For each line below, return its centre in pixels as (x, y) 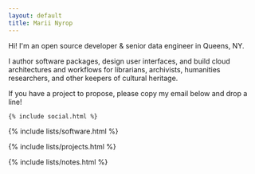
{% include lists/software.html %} (63, 131)
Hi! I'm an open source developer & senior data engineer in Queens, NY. (126, 45)
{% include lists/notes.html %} (58, 162)
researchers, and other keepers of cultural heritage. (93, 78)
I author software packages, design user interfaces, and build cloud (120, 61)
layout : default (35, 15)
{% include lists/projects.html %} (63, 146)
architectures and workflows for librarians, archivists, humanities (114, 69)
